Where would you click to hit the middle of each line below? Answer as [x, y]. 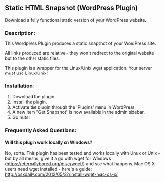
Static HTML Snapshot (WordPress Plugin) [71, 8]
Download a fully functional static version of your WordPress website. [76, 20]
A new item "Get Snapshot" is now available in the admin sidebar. [79, 112]
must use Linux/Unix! [27, 73]
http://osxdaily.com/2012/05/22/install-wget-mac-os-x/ [62, 174]
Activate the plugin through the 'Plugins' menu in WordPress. [74, 107]
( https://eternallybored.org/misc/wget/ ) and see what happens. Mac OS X [80, 164]
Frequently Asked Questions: [41, 130]
